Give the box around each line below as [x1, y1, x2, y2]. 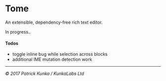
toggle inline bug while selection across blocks [12, 51, 108, 57]
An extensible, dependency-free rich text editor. [5, 19, 103, 25]
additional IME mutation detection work [12, 56, 92, 62]
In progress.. [5, 29, 31, 35]
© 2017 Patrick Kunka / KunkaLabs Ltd [5, 71, 84, 77]
